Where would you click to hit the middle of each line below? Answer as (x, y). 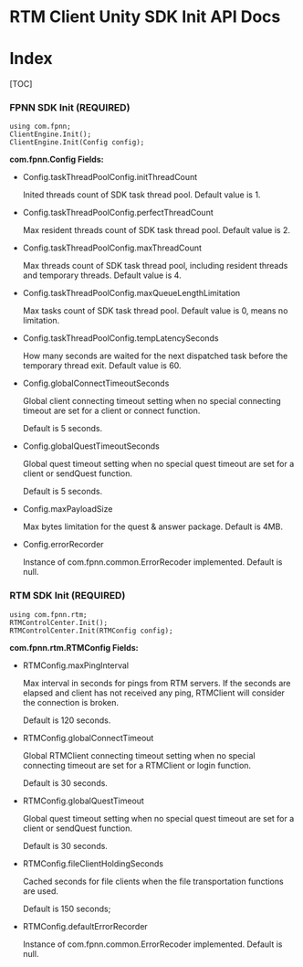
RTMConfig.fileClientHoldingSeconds (93, 863)
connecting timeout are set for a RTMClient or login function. (137, 765)
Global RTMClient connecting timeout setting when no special (139, 755)
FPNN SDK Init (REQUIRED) (70, 108)
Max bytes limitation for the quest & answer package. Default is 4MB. (152, 526)
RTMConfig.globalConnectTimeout (88, 738)
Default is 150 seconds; (67, 909)
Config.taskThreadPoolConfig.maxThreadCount (112, 248)
